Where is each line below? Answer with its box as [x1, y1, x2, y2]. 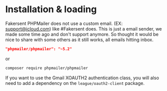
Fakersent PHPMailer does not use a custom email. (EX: [5, 20, 123, 26]
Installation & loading [5, 4, 97, 15]
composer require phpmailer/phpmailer [5, 65, 88, 71]
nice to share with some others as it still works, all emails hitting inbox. [5, 37, 154, 43]
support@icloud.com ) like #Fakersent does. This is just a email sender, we [5, 25, 162, 32]
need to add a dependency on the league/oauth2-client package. [5, 80, 145, 86]
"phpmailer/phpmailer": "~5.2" [5, 46, 72, 51]
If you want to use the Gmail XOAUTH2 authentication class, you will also [5, 75, 159, 81]
